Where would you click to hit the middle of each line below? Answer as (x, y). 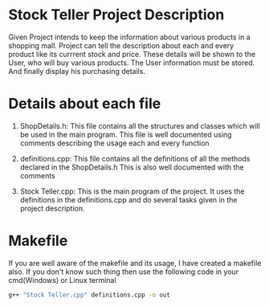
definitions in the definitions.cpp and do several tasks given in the (128, 199)
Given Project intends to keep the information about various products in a (129, 37)
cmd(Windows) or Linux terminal (62, 280)
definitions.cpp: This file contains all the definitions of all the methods (135, 158)
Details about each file (85, 104)
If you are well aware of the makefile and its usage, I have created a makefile (135, 263)
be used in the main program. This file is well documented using (126, 134)
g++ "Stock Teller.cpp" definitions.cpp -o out (90, 295)
